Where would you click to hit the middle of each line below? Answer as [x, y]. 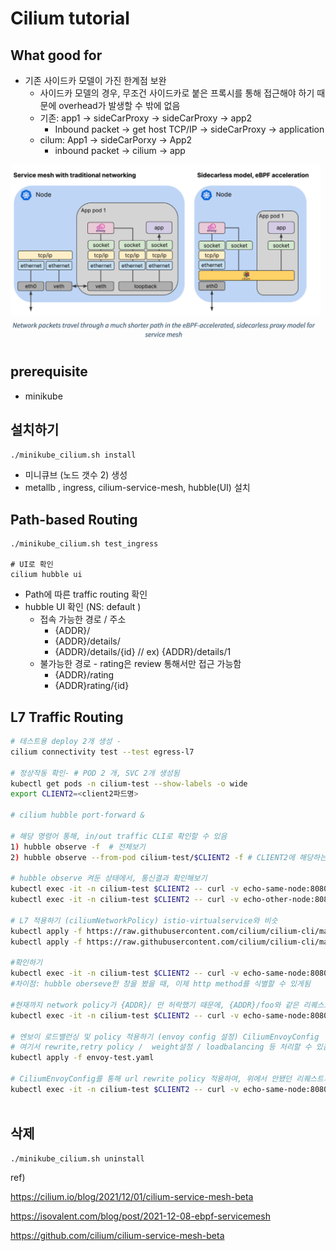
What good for [56, 55]
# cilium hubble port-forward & [77, 815]
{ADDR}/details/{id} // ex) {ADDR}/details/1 [143, 652]
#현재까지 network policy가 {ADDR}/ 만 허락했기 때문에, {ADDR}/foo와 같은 [155, 1005]
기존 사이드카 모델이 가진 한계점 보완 [95, 80]
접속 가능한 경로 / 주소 [83, 619]
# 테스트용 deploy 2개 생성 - [66, 742]
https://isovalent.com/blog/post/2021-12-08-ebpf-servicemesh [140, 1216]
